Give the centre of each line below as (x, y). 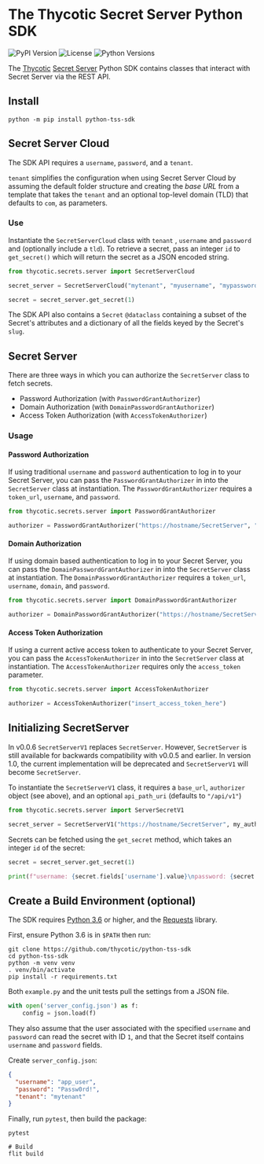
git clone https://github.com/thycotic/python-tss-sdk (100, 949)
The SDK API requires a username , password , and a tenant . (101, 162)
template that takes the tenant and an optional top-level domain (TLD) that (128, 194)
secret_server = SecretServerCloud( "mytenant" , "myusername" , (112, 285)
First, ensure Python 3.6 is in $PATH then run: (80, 935)
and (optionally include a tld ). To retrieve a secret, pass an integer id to (125, 249)
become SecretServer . (44, 772)
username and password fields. (55, 1044)
